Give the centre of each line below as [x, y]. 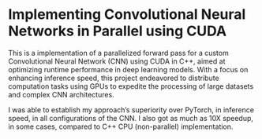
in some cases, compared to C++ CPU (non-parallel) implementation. [121, 126]
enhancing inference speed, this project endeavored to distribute [114, 78]
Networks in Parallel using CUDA [118, 31]
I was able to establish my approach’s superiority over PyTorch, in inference [131, 110]
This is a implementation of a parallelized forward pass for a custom [118, 53]
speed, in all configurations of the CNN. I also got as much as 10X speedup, [131, 118]
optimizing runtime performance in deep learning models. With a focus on [128, 69]
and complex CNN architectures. [61, 94]
